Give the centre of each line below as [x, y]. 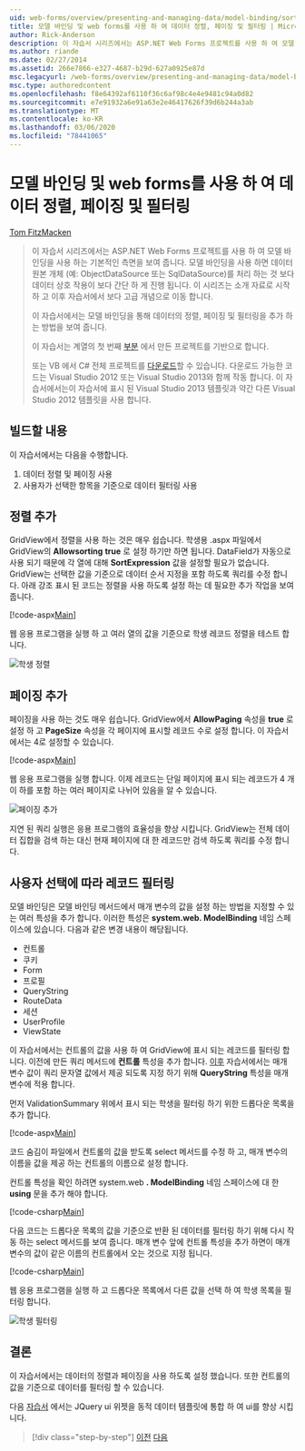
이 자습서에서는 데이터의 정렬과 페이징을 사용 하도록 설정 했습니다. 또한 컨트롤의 [150, 1376]
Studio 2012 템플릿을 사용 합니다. [91, 400]
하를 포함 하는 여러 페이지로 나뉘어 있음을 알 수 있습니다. [118, 790]
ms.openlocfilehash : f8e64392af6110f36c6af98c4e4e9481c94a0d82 [132, 94]
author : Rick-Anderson [52, 35]
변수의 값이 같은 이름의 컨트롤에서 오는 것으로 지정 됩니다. [111, 1253]
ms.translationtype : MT [54, 111]
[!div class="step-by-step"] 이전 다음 [99, 1436]
